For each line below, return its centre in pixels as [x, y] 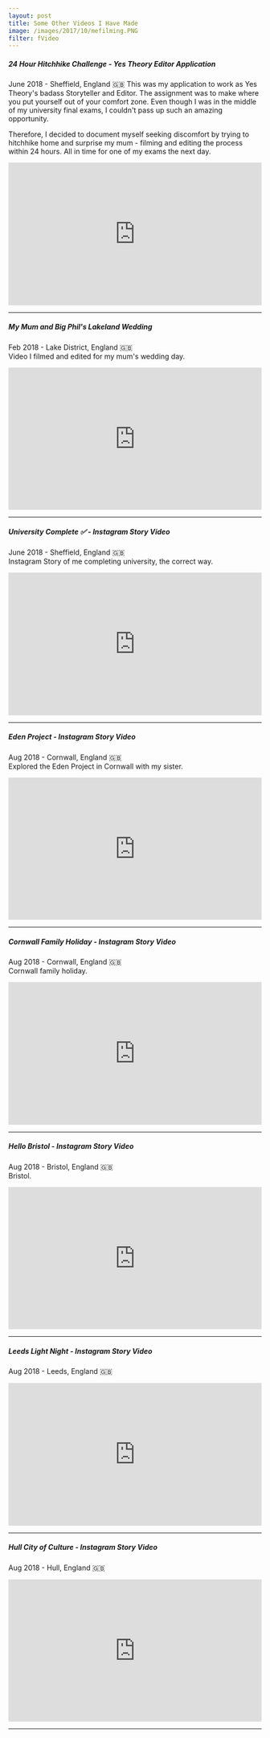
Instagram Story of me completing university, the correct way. [111, 562]
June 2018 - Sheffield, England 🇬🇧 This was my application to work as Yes [133, 84]
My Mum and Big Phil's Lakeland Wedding [80, 327]
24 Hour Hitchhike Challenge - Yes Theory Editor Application [112, 64]
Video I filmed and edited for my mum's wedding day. [97, 356]
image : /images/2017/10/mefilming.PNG [73, 31]
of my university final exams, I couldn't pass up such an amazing [116, 110]
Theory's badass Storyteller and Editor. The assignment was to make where [134, 93]
